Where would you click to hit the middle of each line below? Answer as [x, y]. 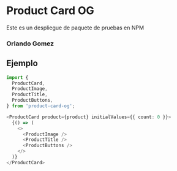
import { [17, 77]
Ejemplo [22, 63]
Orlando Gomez [30, 44]
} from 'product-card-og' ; [41, 106]
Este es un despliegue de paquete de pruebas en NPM [75, 28]
